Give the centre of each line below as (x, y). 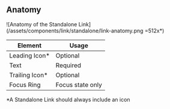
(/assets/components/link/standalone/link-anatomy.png (75, 31)
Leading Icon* (29, 55)
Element (30, 46)
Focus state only (79, 84)
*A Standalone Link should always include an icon (68, 99)
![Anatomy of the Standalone (42, 24)
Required (68, 65)
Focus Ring (25, 84)
